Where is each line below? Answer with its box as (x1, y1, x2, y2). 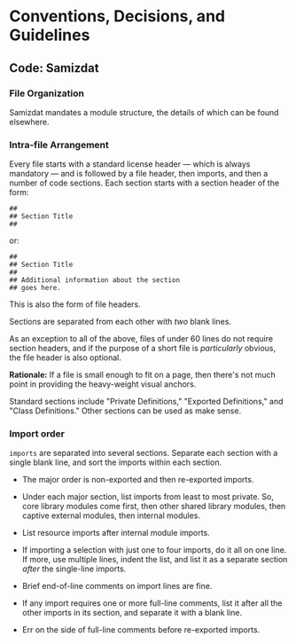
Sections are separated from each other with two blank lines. (9, 317, 232, 327)
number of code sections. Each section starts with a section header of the (9, 177, 280, 188)
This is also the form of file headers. (9, 299, 141, 310)
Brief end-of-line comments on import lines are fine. (21, 581, 213, 592)
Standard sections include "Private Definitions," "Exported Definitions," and (9, 397, 284, 407)
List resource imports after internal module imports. (21, 528, 210, 538)
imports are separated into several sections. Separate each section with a (9, 448, 278, 459)
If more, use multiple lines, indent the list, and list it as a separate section (21, 554, 288, 565)
